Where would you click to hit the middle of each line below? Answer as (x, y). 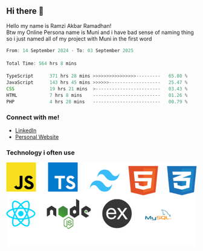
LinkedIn (26, 130)
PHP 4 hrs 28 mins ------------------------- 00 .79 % (97, 102)
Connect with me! (33, 117)
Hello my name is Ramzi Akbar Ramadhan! (59, 25)
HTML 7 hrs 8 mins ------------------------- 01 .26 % (97, 95)
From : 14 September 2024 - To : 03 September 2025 (70, 50)
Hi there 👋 (25, 11)
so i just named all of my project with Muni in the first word (79, 38)
